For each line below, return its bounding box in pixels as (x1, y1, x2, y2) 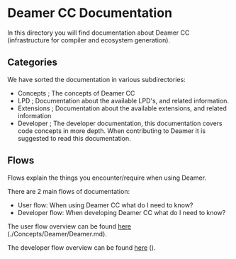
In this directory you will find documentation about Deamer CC (7, 28, 190, 37)
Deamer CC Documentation (7, 5, 172, 21)
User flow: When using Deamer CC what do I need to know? (17, 200, 193, 209)
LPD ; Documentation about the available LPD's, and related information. (17, 96, 229, 105)
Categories (7, 57, 58, 69)
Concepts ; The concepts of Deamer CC (17, 88, 135, 97)
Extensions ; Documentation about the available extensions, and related (17, 104, 227, 113)
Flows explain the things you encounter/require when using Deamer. (7, 173, 207, 182)
